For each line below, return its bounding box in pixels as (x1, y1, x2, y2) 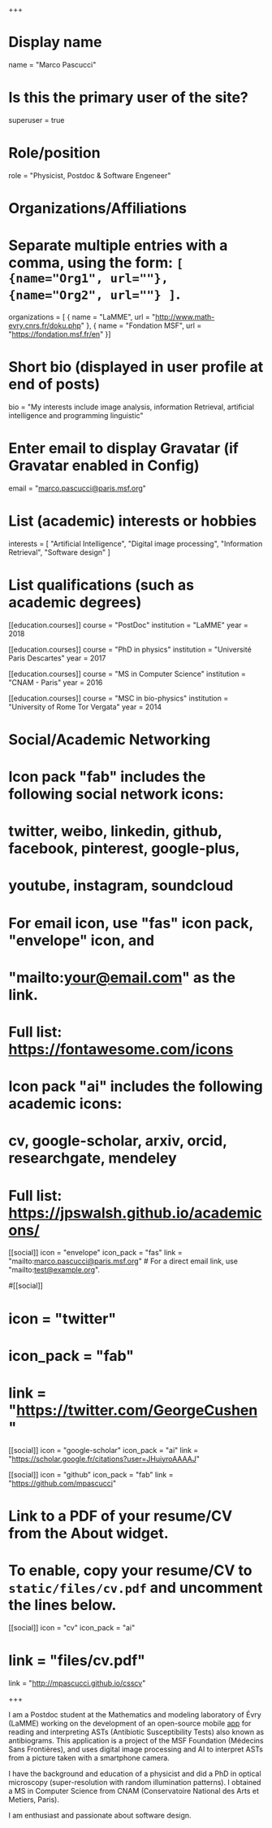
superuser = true (8, 115, 65, 124)
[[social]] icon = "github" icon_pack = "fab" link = (8, 1469, 174, 1479)
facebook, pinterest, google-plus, (8, 840, 240, 858)
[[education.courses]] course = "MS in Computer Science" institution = (8, 669, 246, 678)
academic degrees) (8, 593, 142, 611)
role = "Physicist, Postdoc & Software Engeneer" (8, 170, 171, 180)
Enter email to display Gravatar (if (8, 439, 240, 458)
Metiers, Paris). (8, 1795, 59, 1804)
